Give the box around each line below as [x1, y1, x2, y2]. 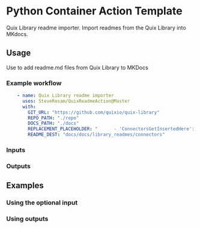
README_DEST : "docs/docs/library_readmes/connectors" [28, 132, 165, 138]
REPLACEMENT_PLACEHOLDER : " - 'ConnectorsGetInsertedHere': [28, 126, 195, 132]
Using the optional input [6, 198, 78, 207]
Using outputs [6, 215, 49, 223]
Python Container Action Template [6, 4, 183, 18]
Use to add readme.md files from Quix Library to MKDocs [6, 64, 148, 71]
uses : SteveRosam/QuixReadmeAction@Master [22, 98, 130, 104]
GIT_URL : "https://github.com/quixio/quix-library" [28, 109, 160, 115]
